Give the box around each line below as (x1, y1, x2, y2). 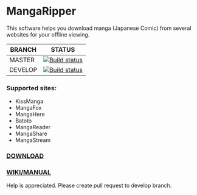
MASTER (9, 55, 35, 64)
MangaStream (15, 136, 51, 144)
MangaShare (15, 130, 47, 138)
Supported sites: (6, 83, 57, 92)
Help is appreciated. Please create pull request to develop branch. (6, 182, 172, 190)
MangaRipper (6, 4, 77, 18)
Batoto (15, 117, 32, 124)
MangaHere (15, 111, 45, 118)
